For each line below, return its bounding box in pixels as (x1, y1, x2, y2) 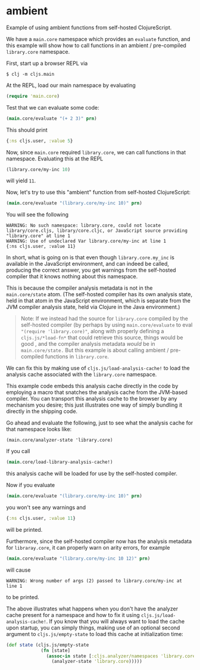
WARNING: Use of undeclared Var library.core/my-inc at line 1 (6, 238, 167, 244)
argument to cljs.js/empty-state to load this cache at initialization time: (6, 630, 183, 637)
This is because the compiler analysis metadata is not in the (6, 284, 153, 291)
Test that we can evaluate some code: (6, 104, 99, 111)
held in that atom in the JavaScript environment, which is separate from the (6, 297, 190, 305)
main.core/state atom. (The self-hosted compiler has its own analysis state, (6, 291, 192, 298)
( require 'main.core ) (6, 93, 60, 99)
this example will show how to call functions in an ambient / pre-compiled (6, 42, 186, 49)
